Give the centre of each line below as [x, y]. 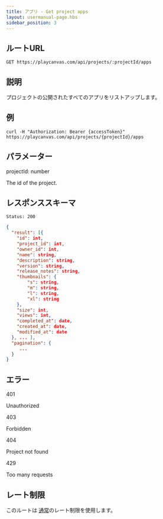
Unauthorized [23, 406]
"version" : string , [41, 266]
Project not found [27, 452]
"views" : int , [34, 316]
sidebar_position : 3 [32, 23]
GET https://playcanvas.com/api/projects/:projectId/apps [79, 62]
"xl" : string [43, 299]
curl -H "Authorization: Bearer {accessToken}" [66, 132]
